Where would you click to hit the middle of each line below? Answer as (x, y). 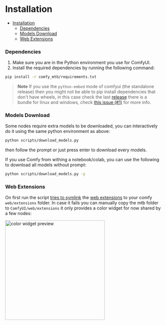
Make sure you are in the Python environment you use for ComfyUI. (81, 63)
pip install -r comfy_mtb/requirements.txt (51, 77)
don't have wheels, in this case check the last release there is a (82, 97)
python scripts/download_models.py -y (45, 174)
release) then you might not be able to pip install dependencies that (86, 92)
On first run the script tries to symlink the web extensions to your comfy (79, 198)
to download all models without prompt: (46, 165)
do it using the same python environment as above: (58, 131)
